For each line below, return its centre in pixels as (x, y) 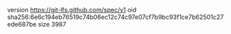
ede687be (22, 24)
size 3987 (52, 24)
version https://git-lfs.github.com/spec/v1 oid (72, 10)
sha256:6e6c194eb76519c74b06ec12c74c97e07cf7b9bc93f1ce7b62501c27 (115, 17)
